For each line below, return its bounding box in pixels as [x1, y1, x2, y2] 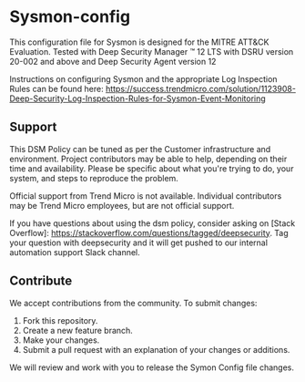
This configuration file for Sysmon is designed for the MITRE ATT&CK [9, 36, 270, 47]
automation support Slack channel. [9, 246, 141, 257]
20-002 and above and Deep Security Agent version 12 [9, 56, 217, 67]
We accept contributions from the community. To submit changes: [9, 297, 258, 308]
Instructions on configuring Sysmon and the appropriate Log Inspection [9, 73, 278, 84]
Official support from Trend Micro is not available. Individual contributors [9, 190, 282, 201]
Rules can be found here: [9, 83, 104, 94]
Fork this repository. [22, 315, 98, 325]
